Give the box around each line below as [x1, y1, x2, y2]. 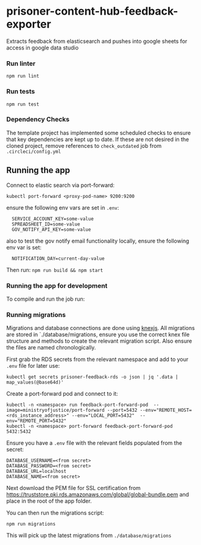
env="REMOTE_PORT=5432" [6, 418, 67, 424]
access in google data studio [6, 44, 79, 51]
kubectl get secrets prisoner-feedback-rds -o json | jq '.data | [6, 374, 178, 380]
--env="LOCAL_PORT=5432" [71, 412, 135, 419]
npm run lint [6, 73, 40, 79]
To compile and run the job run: [6, 295, 85, 302]
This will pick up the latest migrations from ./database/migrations [6, 532, 172, 539]
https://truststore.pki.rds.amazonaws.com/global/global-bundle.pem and [6, 491, 189, 499]
